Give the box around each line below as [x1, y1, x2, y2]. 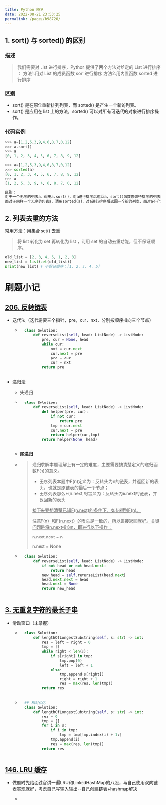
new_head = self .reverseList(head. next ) [41, 572, 126, 578]
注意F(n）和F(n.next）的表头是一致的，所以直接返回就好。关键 [32, 518, 160, 524]
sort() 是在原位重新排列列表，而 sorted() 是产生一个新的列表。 [12, 102, 139, 108]
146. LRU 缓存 [5, 765, 47, 774]
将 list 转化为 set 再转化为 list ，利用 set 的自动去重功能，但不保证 [17, 238, 151, 244]
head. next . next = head [41, 577, 89, 582]
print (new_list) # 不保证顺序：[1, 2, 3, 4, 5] [5, 264, 100, 268]
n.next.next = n [32, 534, 63, 540]
